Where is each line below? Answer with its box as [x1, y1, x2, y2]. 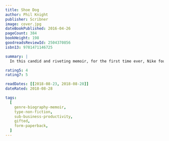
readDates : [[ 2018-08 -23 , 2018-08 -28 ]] [5, 82, 89, 87]
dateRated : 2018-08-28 [5, 86, 53, 91]
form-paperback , [14, 123, 49, 128]
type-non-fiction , [14, 109, 53, 114]
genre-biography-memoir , [14, 104, 66, 110]
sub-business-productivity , [14, 114, 73, 119]
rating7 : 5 [5, 73, 28, 78]
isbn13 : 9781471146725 [5, 45, 53, 50]
